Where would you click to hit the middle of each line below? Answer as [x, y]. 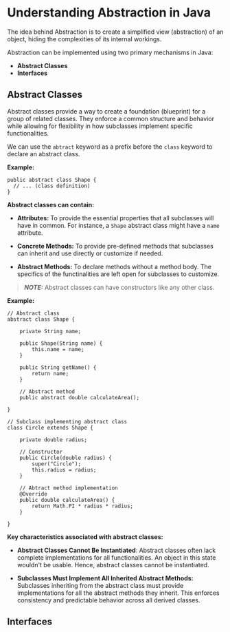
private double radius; [54, 440]
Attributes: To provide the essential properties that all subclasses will [115, 218]
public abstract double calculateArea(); [79, 397]
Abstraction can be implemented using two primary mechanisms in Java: [110, 52]
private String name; [50, 331]
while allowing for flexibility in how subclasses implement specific [100, 126]
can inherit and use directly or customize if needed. [90, 253]
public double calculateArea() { [67, 500]
